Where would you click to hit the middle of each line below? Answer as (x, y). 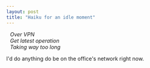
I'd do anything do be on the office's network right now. (75, 58)
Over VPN (22, 34)
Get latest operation (35, 41)
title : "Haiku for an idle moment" (51, 17)
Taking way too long (35, 47)
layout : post (23, 12)
